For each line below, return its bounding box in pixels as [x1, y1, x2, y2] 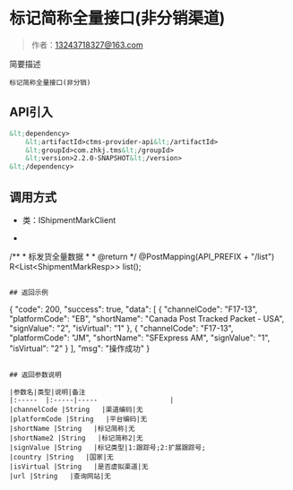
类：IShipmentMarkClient [22, 214, 116, 225]
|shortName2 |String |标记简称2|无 [9, 434, 143, 443]
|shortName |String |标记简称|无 [9, 424, 136, 433]
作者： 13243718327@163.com [30, 39, 143, 50]
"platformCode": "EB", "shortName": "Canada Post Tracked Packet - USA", [9, 313, 285, 323]
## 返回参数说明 [9, 370, 62, 379]
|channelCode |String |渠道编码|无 [9, 405, 143, 414]
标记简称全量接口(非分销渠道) [9, 8, 226, 29]
